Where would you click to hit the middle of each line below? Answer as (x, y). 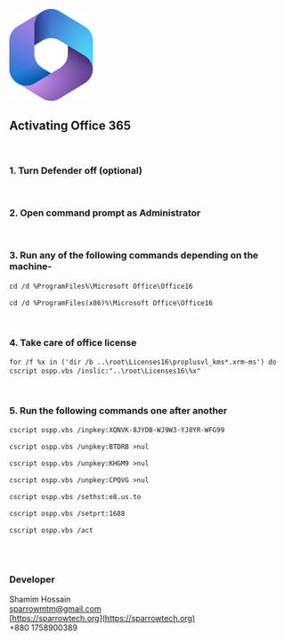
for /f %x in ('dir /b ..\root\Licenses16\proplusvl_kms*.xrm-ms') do (143, 362)
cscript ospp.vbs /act (51, 530)
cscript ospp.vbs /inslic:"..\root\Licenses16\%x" (105, 371)
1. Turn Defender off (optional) (76, 170)
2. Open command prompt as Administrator (105, 213)
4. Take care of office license (73, 342)
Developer (32, 579)
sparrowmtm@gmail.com (55, 608)
